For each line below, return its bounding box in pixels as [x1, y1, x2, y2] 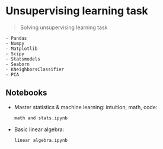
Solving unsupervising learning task [20, 24, 108, 31]
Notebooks [5, 88, 47, 98]
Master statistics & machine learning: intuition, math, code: [14, 103, 158, 110]
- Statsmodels [5, 56, 41, 62]
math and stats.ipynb [14, 115, 68, 121]
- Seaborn [5, 61, 30, 67]
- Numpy [5, 40, 25, 46]
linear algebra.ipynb [14, 137, 68, 143]
